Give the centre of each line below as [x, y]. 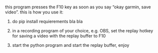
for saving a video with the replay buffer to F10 [59, 36]
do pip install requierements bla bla [47, 21]
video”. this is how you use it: [34, 12]
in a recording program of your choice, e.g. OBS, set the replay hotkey [83, 31]
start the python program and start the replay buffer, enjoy [71, 45]
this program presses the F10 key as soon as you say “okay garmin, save [78, 7]
